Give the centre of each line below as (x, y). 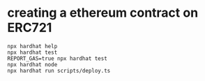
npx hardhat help (32, 46)
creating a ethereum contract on (103, 13)
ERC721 (30, 28)
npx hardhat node (32, 64)
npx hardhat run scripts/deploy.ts (59, 71)
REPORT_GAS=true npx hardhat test (58, 58)
